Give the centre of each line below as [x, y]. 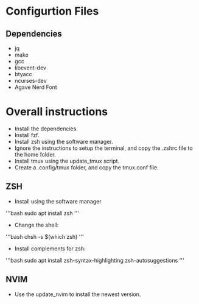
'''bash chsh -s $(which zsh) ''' [45, 236]
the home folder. [35, 154]
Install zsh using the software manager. [64, 141]
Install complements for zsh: [50, 249]
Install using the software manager [58, 201]
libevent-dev [30, 68]
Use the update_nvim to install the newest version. [78, 294]
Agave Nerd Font [36, 87]
